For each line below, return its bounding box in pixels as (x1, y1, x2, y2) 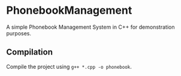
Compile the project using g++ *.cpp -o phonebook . (6, 63, 132, 70)
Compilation (6, 47, 53, 57)
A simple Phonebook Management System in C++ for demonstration (6, 23, 175, 31)
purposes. (6, 29, 32, 37)
